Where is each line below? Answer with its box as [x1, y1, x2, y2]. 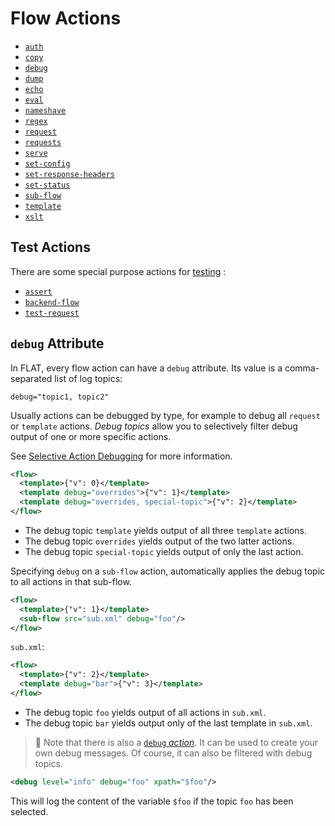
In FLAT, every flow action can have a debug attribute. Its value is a [10, 362, 283, 374]
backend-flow [24, 297, 80, 307]
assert [24, 287, 53, 297]
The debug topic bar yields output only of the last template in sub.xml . [24, 717, 313, 729]
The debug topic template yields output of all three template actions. [24, 524, 308, 536]
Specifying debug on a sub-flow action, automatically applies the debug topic [10, 565, 326, 577]
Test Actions [10, 239, 91, 256]
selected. [10, 805, 49, 817]
